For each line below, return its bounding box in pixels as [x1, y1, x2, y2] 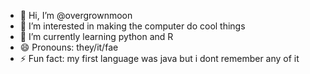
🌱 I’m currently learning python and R [19, 31, 174, 42]
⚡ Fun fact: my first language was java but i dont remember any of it [19, 53, 300, 64]
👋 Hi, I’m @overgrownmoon [19, 10, 133, 21]
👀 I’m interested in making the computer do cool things [19, 20, 246, 32]
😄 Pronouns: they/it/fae [19, 41, 119, 53]
